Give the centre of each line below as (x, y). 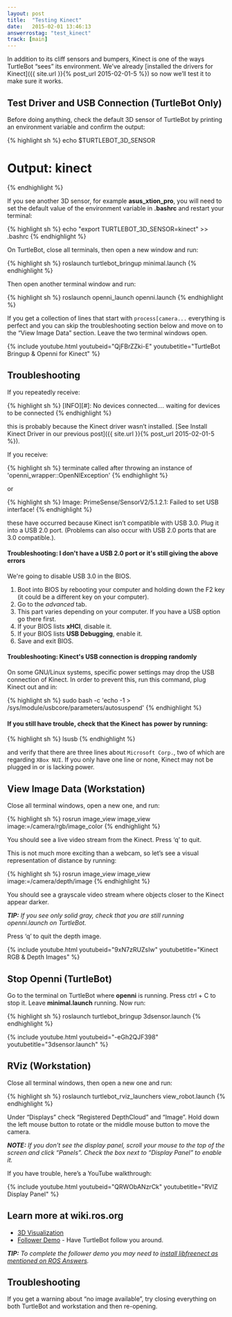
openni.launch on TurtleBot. (47, 923)
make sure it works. (35, 81)
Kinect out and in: (32, 687)
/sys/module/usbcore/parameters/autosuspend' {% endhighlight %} (105, 708)
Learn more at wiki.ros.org (65, 1216)
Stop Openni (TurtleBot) (60, 979)
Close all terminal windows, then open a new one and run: (90, 1083)
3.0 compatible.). (32, 537)
